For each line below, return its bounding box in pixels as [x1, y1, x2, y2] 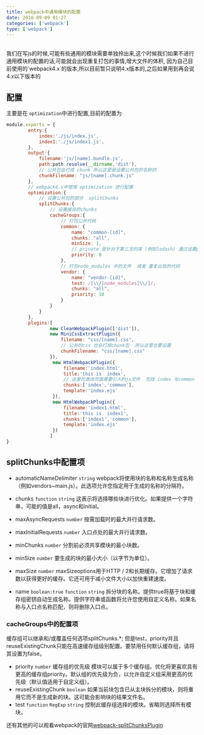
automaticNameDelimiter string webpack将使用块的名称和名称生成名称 [15, 474, 194, 482]
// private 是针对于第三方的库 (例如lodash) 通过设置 [71, 246, 197, 253]
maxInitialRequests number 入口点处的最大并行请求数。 [15, 528, 151, 536]
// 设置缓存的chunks [49, 206, 97, 213]
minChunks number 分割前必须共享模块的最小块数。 [15, 541, 143, 549]
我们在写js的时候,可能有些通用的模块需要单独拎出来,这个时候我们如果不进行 [6, 50, 194, 57]
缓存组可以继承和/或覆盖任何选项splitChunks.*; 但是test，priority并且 [6, 635, 179, 642]
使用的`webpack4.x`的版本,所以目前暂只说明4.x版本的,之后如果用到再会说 [11, 65, 195, 72]
